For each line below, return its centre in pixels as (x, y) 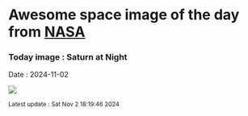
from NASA (47, 32)
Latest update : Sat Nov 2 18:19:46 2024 (64, 105)
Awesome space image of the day (124, 15)
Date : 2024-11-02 (38, 75)
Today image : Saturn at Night (68, 57)
